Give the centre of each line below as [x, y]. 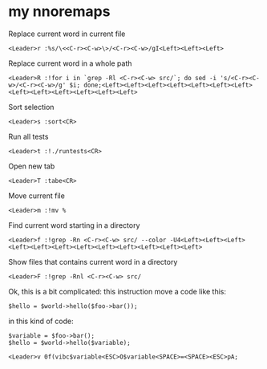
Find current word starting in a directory [74, 225]
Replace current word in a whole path [70, 63]
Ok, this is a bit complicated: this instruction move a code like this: [117, 291]
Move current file [37, 196]
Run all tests [28, 136]
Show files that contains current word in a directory [93, 262]
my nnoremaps [59, 12]
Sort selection [31, 107]
